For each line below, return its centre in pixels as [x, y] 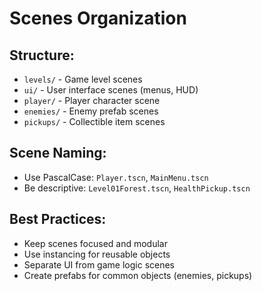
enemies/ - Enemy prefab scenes [91, 111]
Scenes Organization [98, 18]
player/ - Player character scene [92, 100]
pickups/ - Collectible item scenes [94, 121]
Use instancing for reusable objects [97, 254]
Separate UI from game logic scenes [99, 264]
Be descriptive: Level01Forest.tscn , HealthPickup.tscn [137, 188]
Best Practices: [58, 219]
